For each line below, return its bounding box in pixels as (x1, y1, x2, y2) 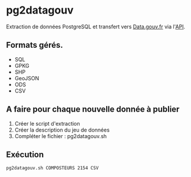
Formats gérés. (6, 40, 64, 50)
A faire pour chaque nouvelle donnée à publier (6, 104, 180, 114)
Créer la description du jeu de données (14, 126, 110, 133)
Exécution (6, 149, 44, 159)
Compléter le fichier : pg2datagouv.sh (14, 132, 107, 139)
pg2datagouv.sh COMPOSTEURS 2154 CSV (6, 165, 99, 171)
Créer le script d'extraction (14, 120, 81, 127)
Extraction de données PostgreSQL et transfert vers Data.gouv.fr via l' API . (6, 23, 186, 30)
